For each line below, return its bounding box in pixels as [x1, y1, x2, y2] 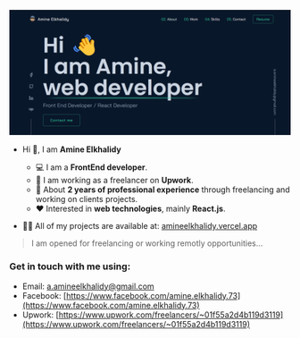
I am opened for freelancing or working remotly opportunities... [30, 238, 263, 249]
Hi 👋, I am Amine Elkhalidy [21, 144, 122, 155]
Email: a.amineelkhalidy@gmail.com [21, 281, 154, 292]
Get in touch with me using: [9, 260, 131, 273]
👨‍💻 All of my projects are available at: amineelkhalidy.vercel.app [21, 221, 258, 232]
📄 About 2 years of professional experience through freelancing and [35, 184, 290, 195]
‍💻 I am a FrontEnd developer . [35, 162, 148, 173]
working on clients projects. [35, 194, 138, 205]
